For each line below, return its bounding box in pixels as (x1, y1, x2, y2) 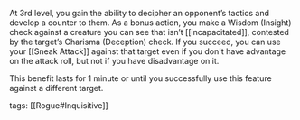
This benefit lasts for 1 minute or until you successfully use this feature (9, 73, 273, 84)
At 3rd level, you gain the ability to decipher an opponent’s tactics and (9, 8, 269, 18)
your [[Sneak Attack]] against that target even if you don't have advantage (9, 46, 286, 57)
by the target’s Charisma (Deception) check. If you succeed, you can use (9, 36, 282, 47)
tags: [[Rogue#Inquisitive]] (9, 100, 108, 111)
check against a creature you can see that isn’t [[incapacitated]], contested (9, 27, 289, 37)
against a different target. (9, 83, 104, 93)
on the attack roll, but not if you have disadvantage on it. (9, 56, 220, 66)
